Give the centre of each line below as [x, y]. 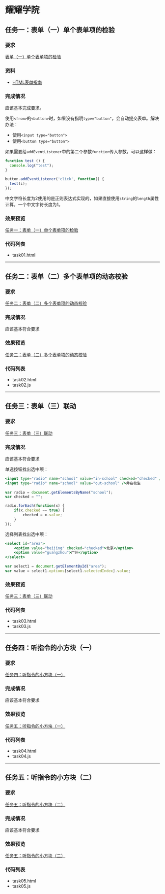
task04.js [21, 756]
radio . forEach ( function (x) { [35, 506]
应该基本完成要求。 [25, 108]
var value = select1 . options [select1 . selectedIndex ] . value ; [68, 571]
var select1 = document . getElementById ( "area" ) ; [56, 566]
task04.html [24, 751]
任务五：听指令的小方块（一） [35, 726]
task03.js [21, 627]
